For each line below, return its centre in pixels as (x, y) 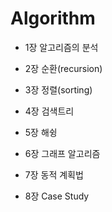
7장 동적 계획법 (54, 174)
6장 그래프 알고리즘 (62, 153)
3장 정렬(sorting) (58, 89)
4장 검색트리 (49, 111)
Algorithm (53, 18)
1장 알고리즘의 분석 (61, 47)
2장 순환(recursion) (63, 68)
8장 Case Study (57, 196)
